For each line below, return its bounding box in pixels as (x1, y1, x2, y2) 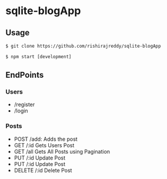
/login (14, 107, 28, 114)
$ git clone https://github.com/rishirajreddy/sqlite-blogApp (5, 43, 161, 49)
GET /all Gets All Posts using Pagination (14, 148, 110, 155)
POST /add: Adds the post (14, 135, 78, 142)
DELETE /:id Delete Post (14, 167, 72, 174)
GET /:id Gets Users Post (14, 141, 75, 148)
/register (14, 101, 35, 108)
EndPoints (5, 70, 44, 80)
